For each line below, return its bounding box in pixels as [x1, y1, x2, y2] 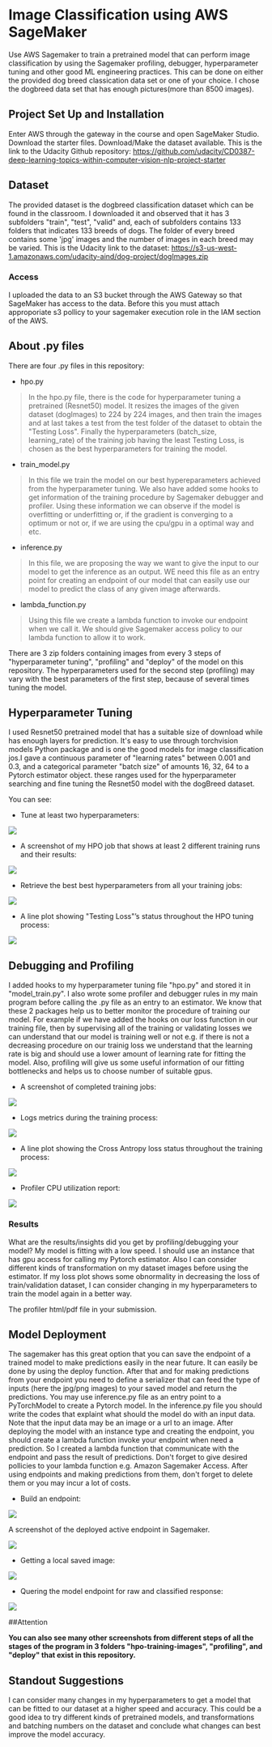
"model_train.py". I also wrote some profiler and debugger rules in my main [8, 989, 258, 999]
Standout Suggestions [8, 1673, 124, 1687]
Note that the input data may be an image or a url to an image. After [8, 1418, 234, 1428]
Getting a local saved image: [19, 1556, 116, 1566]
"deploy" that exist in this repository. [8, 1650, 136, 1660]
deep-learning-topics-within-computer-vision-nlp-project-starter [8, 155, 226, 164]
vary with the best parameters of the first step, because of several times [8, 674, 249, 683]
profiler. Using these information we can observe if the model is [28, 500, 240, 511]
